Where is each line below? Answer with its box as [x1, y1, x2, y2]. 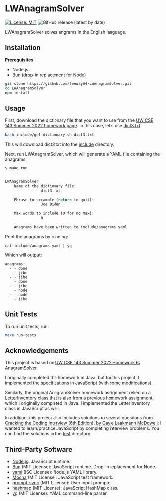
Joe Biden [40, 202, 61, 207]
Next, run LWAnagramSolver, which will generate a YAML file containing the [5, 151, 160, 157]
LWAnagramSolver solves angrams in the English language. [5, 29, 127, 35]
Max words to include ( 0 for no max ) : [14, 211, 94, 216]
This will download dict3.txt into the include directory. [5, 141, 115, 147]
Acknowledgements [5, 346, 69, 355]
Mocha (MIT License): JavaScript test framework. [12, 474, 114, 480]
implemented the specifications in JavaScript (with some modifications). [5, 380, 153, 386]
